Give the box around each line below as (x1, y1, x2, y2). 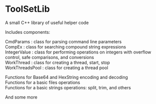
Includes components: (5, 29, 50, 35)
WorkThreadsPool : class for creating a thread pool (5, 65, 108, 71)
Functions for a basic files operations (5, 79, 80, 85)
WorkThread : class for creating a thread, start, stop (5, 59, 110, 65)
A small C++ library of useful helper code (5, 20, 89, 26)
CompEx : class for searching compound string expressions (5, 44, 126, 50)
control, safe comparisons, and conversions (5, 54, 94, 60)
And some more (5, 94, 38, 100)
